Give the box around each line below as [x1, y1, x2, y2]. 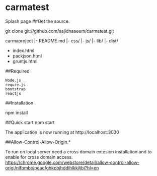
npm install [5, 109, 28, 115]
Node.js [5, 78, 22, 83]
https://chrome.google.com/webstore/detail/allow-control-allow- [5, 159, 140, 165]
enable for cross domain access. [5, 154, 73, 160]
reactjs [5, 91, 22, 96]
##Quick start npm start [5, 119, 55, 125]
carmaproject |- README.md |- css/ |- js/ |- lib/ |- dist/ [5, 37, 118, 44]
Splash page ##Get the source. [5, 18, 70, 24]
